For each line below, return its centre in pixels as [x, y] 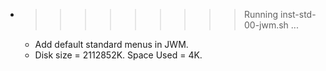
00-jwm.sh [266, 25]
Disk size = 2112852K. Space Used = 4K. [118, 55]
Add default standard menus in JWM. [111, 44]
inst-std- [298, 14]
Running [261, 14]
